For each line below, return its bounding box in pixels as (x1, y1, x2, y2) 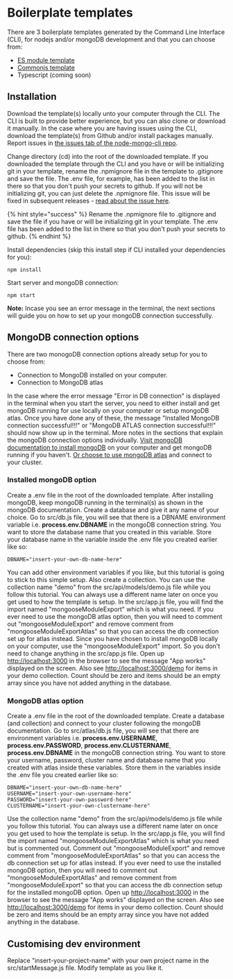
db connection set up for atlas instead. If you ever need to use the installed (7, 859, 221, 867)
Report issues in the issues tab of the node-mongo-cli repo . (7, 139, 178, 147)
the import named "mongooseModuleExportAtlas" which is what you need (7, 837, 220, 845)
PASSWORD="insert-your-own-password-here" (7, 797, 132, 803)
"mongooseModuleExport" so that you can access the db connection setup (7, 881, 223, 889)
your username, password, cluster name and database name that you (7, 756, 206, 765)
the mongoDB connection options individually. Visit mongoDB (7, 436, 182, 444)
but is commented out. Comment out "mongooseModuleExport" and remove (7, 844, 225, 853)
